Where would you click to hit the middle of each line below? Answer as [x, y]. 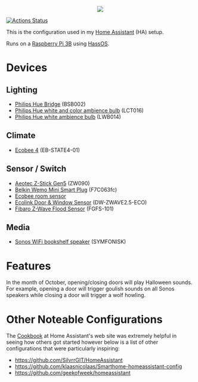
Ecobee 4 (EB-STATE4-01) [47, 150]
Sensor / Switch [36, 169]
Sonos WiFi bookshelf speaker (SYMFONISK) [70, 242]
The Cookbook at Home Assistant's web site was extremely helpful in [92, 336]
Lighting [22, 90]
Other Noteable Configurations [84, 319]
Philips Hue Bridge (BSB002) [50, 104]
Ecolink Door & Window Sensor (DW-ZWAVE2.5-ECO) [81, 202]
